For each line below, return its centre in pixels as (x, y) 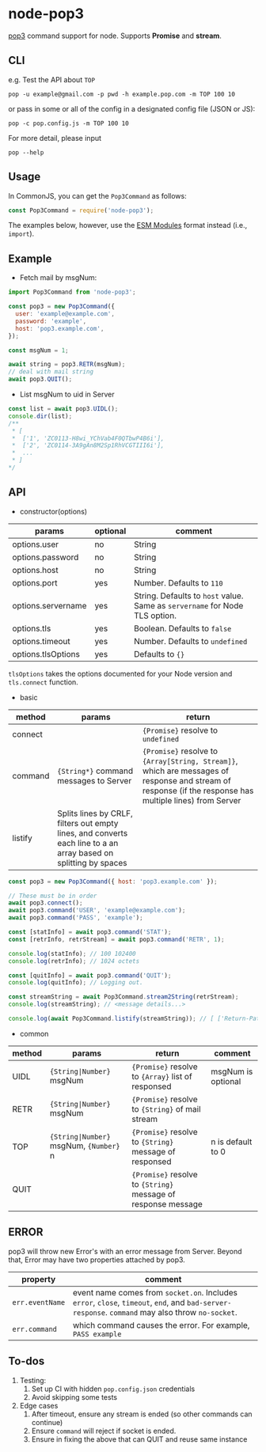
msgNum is (232, 1071)
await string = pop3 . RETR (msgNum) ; (67, 365)
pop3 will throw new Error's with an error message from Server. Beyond (125, 1251)
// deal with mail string (51, 372)
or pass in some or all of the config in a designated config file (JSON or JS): (132, 108)
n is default (232, 1142)
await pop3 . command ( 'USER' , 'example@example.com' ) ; (97, 911)
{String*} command (95, 771)
